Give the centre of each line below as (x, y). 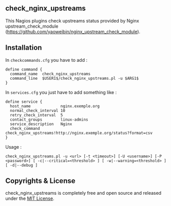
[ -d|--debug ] (22, 165)
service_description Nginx (41, 124)
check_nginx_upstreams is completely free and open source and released (83, 193)
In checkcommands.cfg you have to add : (46, 60)
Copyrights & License (40, 181)
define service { (24, 102)
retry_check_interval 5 (36, 115)
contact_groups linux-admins (49, 120)
